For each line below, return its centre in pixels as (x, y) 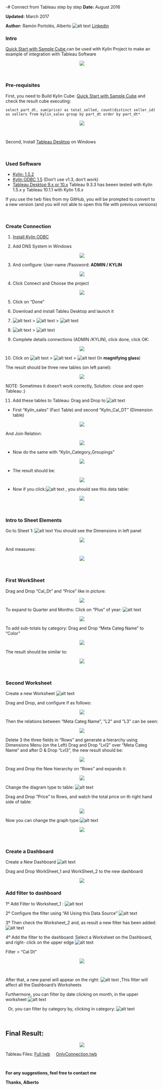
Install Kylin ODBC (31, 237)
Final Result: (25, 1033)
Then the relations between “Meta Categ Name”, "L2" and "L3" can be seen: (82, 721)
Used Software (24, 164)
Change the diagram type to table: (40, 787)
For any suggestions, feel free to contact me (51, 1073)
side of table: (19, 802)
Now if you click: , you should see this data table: (71, 489)
